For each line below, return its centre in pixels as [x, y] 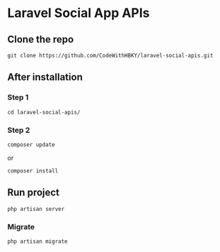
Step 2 [19, 130]
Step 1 [18, 97]
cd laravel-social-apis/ [44, 112]
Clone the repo [41, 39]
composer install [33, 171]
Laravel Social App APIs [79, 13]
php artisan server [36, 209]
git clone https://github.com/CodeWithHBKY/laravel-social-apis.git [110, 55]
